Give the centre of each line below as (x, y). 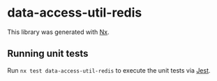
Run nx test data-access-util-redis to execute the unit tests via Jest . (109, 70)
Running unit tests (48, 54)
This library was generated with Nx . (58, 32)
